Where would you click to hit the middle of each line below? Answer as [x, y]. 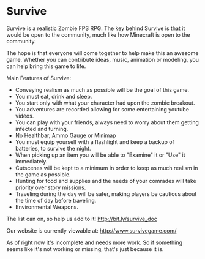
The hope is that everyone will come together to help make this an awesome [102, 53]
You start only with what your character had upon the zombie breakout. [105, 103]
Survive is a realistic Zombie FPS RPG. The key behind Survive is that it [96, 28]
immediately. [31, 161]
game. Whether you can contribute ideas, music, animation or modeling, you [103, 59]
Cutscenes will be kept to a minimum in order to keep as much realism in [106, 168]
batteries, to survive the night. [53, 148]
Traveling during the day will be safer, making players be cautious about [106, 193]
